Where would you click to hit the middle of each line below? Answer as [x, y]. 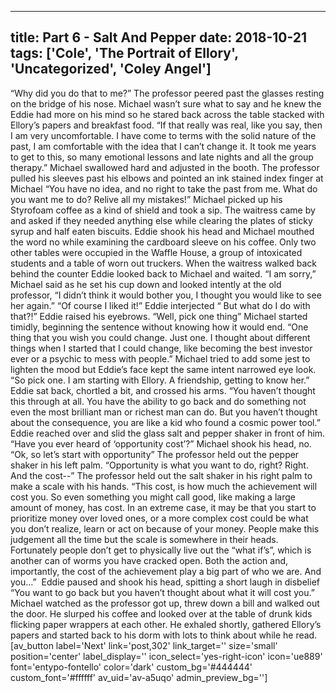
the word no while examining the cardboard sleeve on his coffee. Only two [163, 242]
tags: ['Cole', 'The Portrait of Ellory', [124, 53]
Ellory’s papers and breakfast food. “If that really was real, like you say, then [166, 125]
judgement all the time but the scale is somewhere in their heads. [144, 539]
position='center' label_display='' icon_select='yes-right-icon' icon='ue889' [166, 656]
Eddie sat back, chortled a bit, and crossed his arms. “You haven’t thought [163, 390]
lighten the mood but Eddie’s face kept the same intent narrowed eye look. [163, 369]
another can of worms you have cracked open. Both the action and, [149, 560]
